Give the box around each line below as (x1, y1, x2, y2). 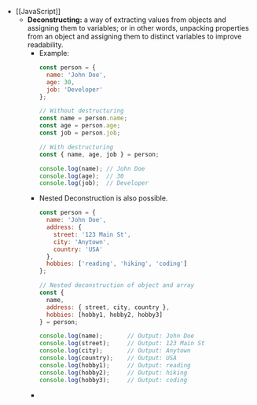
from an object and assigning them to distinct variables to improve (27, 31, 242, 41)
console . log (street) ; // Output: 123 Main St (39, 340, 205, 348)
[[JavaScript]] (15, 7, 61, 16)
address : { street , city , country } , (46, 303, 171, 311)
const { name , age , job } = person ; (39, 150, 160, 158)
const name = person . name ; (39, 114, 128, 123)
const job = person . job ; (39, 129, 121, 137)
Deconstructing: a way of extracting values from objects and (27, 15, 226, 24)
